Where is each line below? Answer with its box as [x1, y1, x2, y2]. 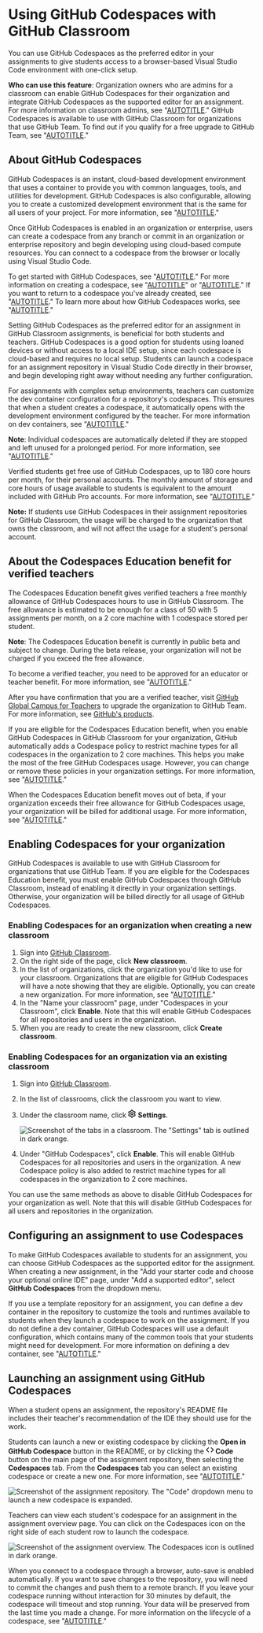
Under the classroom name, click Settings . [19, 1110, 169, 1120]
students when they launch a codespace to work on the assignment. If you [8, 1315, 250, 1324]
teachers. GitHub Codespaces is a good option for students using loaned [8, 337, 245, 346]
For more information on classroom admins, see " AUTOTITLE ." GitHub [8, 105, 234, 115]
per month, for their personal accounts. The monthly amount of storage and [8, 475, 253, 484]
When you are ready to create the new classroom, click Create [19, 1023, 223, 1032]
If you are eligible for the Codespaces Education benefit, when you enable [8, 724, 249, 734]
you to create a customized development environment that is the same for [8, 199, 247, 209]
